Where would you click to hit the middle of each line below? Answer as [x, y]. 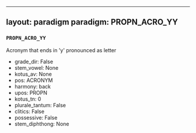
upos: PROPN [31, 93]
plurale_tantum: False [40, 105]
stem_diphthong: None [42, 124]
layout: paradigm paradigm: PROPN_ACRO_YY [92, 22]
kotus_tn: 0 [28, 99]
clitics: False [29, 111]
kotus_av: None [33, 74]
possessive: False [36, 117]
